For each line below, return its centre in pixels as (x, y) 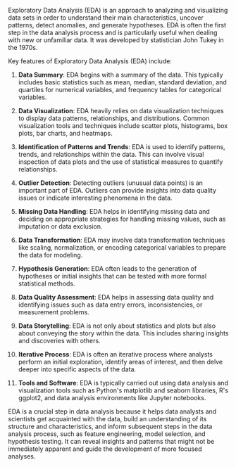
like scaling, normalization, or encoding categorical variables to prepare (122, 248)
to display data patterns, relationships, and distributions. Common (114, 118)
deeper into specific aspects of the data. (77, 369)
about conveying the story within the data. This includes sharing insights (123, 333)
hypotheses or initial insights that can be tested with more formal (112, 276)
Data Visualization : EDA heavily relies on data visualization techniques (121, 111)
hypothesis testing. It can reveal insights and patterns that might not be (111, 441)
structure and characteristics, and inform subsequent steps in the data (110, 426)
